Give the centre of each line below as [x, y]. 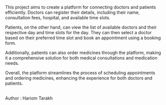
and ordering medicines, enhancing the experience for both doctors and [79, 78]
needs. [12, 63]
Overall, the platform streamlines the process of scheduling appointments [80, 73]
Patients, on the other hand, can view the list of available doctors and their [81, 27]
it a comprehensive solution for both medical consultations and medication [81, 58]
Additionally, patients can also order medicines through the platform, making [83, 52]
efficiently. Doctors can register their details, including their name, [73, 12]
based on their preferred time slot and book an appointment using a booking [83, 38]
